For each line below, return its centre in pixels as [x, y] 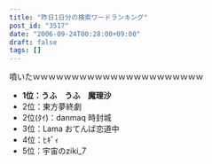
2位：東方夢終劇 [52, 106]
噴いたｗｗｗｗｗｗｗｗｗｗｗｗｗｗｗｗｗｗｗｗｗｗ [106, 77]
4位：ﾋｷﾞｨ [40, 140]
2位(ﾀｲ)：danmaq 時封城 [67, 118]
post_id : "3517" [39, 26]
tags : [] [25, 51]
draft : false [33, 42]
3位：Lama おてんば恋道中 [71, 129]
